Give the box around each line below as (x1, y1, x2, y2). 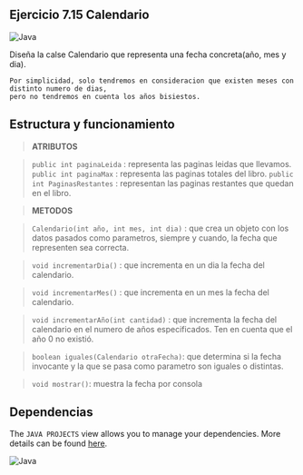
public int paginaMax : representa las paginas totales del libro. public (31, 168, 294, 179)
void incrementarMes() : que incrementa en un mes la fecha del (31, 286, 269, 298)
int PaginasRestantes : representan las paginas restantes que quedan (31, 177, 294, 189)
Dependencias (9, 404, 93, 421)
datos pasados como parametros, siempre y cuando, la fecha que (31, 232, 279, 243)
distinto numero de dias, (9, 84, 107, 94)
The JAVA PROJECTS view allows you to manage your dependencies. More (9, 429, 281, 440)
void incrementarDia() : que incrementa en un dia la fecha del (31, 259, 265, 271)
